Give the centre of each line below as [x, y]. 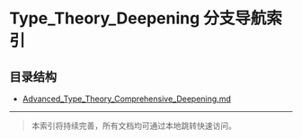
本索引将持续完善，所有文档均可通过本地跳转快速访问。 [133, 126]
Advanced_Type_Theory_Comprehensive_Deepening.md [126, 99]
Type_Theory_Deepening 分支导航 [138, 18]
